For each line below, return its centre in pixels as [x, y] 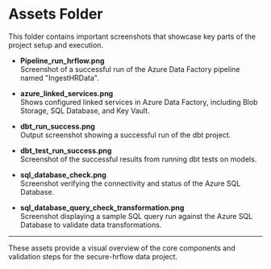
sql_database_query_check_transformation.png [102, 208]
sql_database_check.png [63, 174]
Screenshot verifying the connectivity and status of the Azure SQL [130, 183]
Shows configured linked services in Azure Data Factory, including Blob [139, 102]
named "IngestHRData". [59, 78]
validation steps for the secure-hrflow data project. [93, 256]
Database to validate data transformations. [91, 225]
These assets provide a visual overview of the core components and [122, 248]
